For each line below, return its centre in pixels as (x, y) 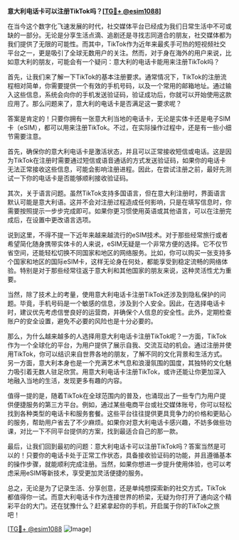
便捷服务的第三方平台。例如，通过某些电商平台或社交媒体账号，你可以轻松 (122, 405)
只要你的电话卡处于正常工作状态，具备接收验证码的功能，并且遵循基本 (129, 455)
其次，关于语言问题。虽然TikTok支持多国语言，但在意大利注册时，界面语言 (117, 193)
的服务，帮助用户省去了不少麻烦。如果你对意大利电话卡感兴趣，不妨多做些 (116, 422)
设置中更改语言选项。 (63, 220)
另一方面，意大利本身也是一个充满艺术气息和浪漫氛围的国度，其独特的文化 (116, 363)
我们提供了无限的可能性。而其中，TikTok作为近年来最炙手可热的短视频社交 (117, 44)
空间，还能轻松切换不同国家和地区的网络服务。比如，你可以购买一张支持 (119, 253)
